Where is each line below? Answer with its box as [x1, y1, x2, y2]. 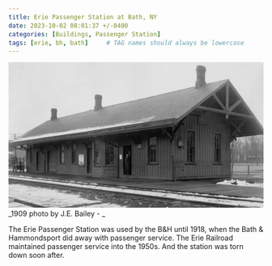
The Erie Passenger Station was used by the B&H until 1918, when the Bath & [8, 224, 264, 234]
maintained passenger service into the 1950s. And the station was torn [8, 241, 244, 251]
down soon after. [8, 250, 65, 260]
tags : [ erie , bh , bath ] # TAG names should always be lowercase [8, 39, 244, 47]
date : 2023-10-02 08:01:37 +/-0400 [8, 21, 129, 30]
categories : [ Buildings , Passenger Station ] [8, 30, 161, 38]
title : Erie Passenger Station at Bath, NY [8, 13, 158, 21]
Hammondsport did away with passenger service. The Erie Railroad [8, 233, 233, 243]
